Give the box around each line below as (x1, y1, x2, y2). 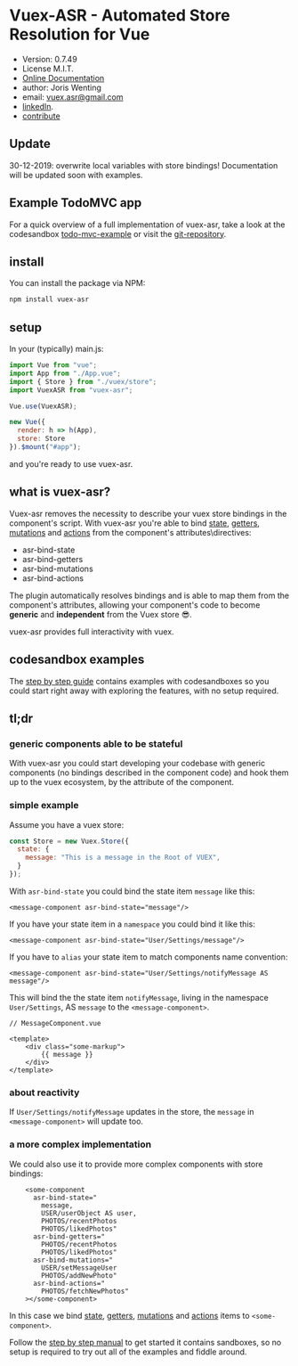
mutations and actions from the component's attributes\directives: (9, 527, 252, 537)
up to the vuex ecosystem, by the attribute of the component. (9, 777, 234, 788)
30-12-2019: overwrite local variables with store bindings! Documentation (9, 160, 278, 170)
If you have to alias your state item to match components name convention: (9, 951, 288, 962)
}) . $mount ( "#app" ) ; (9, 443, 82, 452)
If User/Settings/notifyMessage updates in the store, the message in (9, 1107, 254, 1117)
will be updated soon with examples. (9, 169, 143, 180)
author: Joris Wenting (21, 82, 102, 93)
